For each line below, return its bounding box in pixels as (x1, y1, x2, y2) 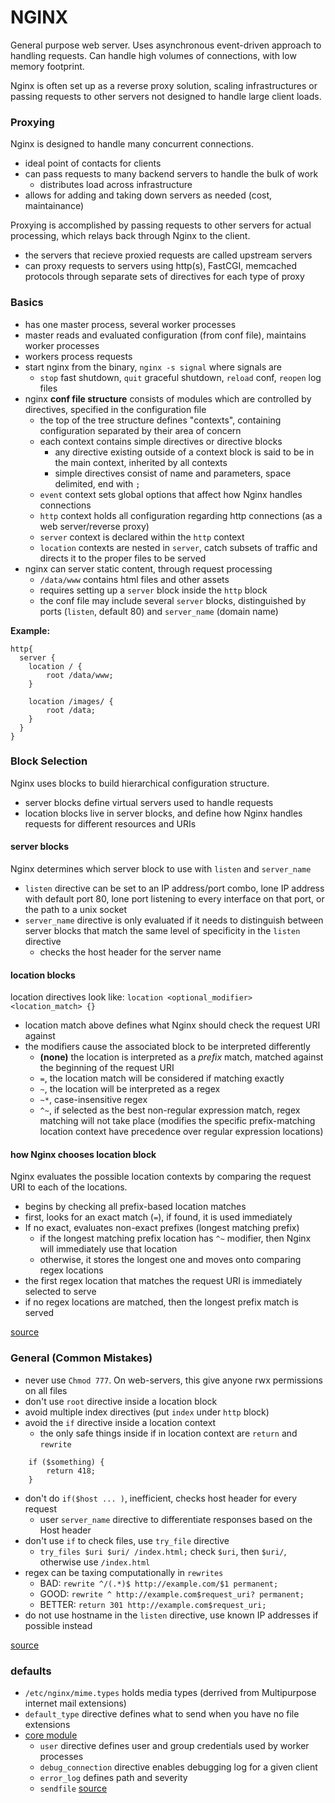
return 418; (46, 1466, 97, 1476)
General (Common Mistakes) (10, 1351, 153, 1365)
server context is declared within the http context (39, 531, 245, 543)
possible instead (24, 1619, 93, 1631)
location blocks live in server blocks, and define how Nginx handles (24, 807, 303, 819)
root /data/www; (46, 670, 114, 680)
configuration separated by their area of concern (39, 424, 242, 436)
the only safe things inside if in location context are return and (39, 1427, 298, 1439)
